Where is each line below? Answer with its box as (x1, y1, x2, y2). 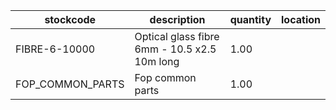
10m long (134, 55, 180, 68)
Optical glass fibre (134, 30, 220, 43)
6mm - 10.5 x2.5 (134, 42, 217, 56)
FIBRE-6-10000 (15, 42, 96, 56)
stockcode (44, 13, 97, 26)
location (281, 13, 321, 26)
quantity (229, 13, 272, 26)
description (149, 13, 206, 26)
